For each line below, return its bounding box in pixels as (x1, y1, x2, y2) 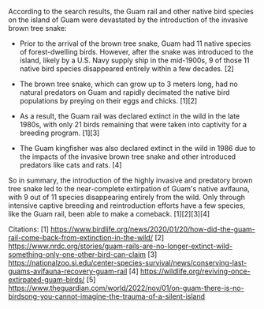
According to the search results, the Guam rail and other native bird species (8, 7, 254, 16)
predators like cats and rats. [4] (19, 160, 122, 169)
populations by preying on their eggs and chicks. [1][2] (19, 96, 198, 105)
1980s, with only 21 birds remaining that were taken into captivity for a (19, 120, 247, 129)
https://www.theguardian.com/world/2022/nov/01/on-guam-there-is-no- (8, 284, 244, 292)
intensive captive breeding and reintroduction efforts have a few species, (8, 201, 246, 210)
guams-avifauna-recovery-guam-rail (8, 266, 128, 276)
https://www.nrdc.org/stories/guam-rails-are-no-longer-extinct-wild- (8, 241, 233, 251)
